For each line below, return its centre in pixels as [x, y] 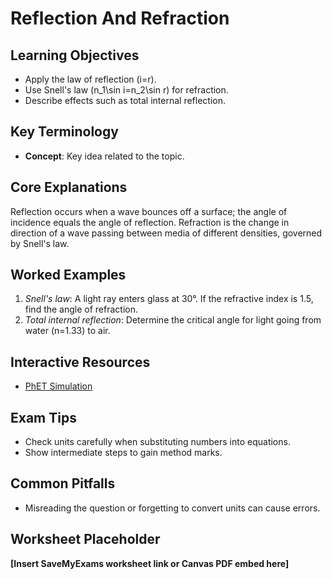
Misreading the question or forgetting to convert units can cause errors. [172, 508]
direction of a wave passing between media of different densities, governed [166, 233]
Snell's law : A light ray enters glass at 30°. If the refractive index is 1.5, [169, 299]
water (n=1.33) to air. [67, 331]
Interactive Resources [80, 362]
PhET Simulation [58, 386]
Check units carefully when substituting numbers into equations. [157, 442]
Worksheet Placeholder [85, 539]
